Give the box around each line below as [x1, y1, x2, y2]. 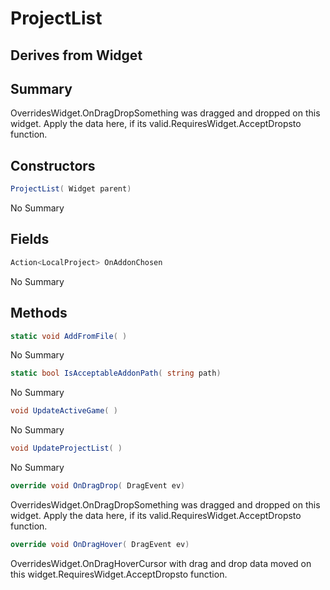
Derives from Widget [10, 47, 143, 64]
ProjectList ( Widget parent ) [10, 184, 132, 194]
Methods [10, 305, 68, 322]
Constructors [10, 157, 96, 174]
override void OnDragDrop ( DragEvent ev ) [10, 481, 186, 491]
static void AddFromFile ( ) [10, 331, 128, 341]
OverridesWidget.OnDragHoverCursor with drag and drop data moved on [10, 557, 312, 569]
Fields [10, 231, 50, 248]
